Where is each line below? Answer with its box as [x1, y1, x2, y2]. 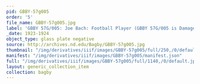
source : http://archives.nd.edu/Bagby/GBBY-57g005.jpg [6, 42, 145, 48]
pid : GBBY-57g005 [6, 8, 49, 15]
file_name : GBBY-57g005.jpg [6, 20, 76, 25]
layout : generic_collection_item [6, 63, 89, 70]
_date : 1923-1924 [6, 31, 49, 37]
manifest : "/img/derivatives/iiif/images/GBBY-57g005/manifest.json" [6, 53, 183, 59]
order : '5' [6, 14, 33, 20]
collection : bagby [6, 69, 52, 75]
